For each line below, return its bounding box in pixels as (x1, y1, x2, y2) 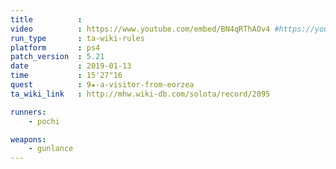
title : (10, 14, 83, 25)
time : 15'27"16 (10, 71, 123, 81)
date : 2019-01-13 (10, 61, 132, 71)
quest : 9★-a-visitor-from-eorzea (10, 80, 195, 90)
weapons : (10, 134, 47, 145)
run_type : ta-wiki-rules (10, 33, 145, 43)
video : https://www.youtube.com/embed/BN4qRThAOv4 (10, 24, 271, 34)
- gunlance (28, 144, 74, 154)
